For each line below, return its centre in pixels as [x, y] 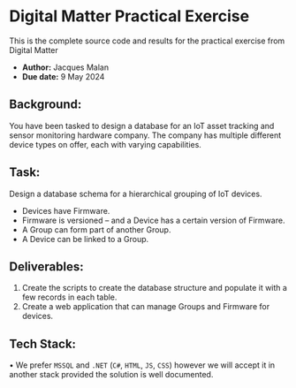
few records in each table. [69, 297]
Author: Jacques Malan [65, 67]
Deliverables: [46, 266]
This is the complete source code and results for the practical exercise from [147, 41]
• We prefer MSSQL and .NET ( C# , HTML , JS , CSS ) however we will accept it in [142, 365]
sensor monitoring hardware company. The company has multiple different [145, 135]
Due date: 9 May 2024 [63, 76]
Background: [46, 105]
